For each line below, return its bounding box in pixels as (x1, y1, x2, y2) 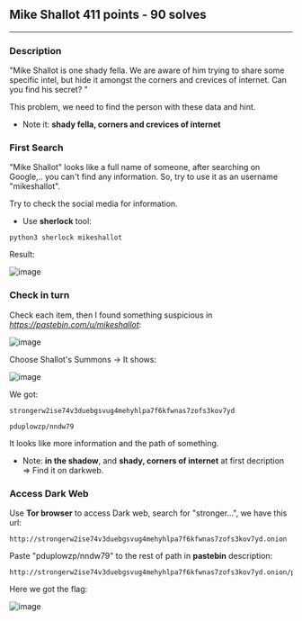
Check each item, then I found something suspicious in (9, 310, 213, 320)
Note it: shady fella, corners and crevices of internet (22, 119, 221, 130)
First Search (9, 141, 64, 154)
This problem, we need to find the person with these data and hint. (9, 102, 256, 112)
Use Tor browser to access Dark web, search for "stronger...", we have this (9, 508, 288, 518)
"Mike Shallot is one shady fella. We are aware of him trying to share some (9, 65, 285, 76)
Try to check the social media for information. (9, 198, 178, 210)
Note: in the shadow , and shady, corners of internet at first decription (22, 454, 285, 466)
